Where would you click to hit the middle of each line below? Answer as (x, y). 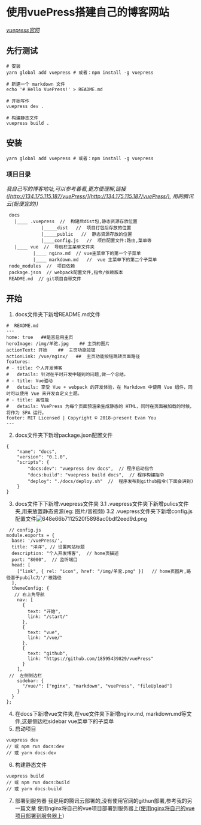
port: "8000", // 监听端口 (45, 559)
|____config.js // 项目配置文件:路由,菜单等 (96, 241)
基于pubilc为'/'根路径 (36, 577)
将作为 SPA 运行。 (26, 412)
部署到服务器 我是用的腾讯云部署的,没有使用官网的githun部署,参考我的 (101, 800)
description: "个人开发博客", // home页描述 (65, 553)
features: (19, 361)
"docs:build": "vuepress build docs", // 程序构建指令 (96, 475)
